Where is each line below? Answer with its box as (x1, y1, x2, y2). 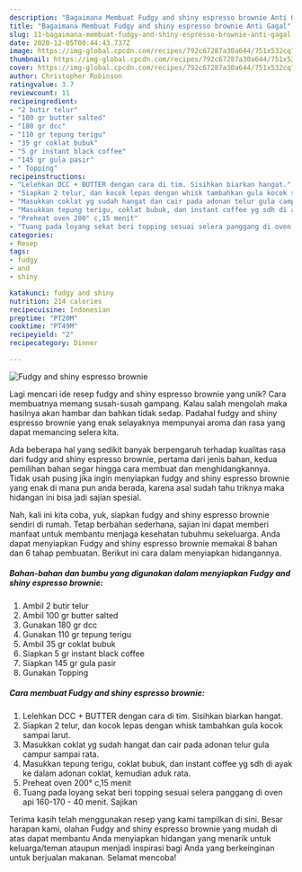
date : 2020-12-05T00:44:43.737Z (9, 38, 130, 48)
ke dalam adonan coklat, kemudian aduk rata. (22, 768, 191, 779)
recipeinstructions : (9, 172, 87, 181)
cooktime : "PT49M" (9, 322, 78, 331)
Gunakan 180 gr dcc (22, 619, 97, 630)
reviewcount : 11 (9, 88, 70, 97)
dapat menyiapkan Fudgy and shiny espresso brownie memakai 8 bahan (9, 538, 278, 548)
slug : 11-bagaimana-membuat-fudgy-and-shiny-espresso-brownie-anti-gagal (9, 30, 292, 39)
